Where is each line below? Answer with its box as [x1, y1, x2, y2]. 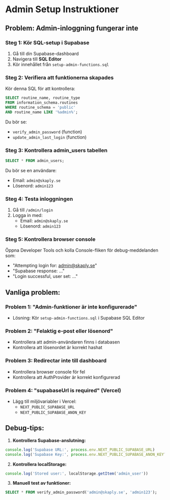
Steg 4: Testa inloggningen [5, 195, 73, 202]
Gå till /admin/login [12, 207, 53, 213]
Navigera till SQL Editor [12, 56, 62, 62]
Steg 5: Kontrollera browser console [5, 236, 96, 243]
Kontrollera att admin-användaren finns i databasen [12, 339, 120, 345]
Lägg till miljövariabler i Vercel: [12, 398, 77, 404]
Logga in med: [12, 212, 43, 218]
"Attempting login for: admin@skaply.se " [12, 263, 97, 269]
